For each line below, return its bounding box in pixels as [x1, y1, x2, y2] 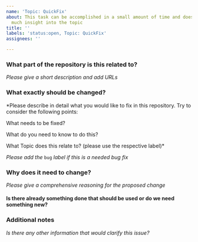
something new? [6, 201, 48, 209]
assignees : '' [6, 36, 41, 42]
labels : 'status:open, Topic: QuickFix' [6, 31, 107, 36]
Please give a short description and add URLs [6, 74, 118, 81]
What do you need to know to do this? [6, 130, 98, 138]
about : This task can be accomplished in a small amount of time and [6, 14, 181, 20]
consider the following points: [6, 108, 78, 115]
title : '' [6, 25, 31, 31]
